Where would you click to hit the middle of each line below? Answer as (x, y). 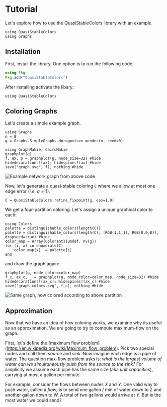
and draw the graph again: (32, 264)
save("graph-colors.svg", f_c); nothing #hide (54, 286)
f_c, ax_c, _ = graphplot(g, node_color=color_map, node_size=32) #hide (82, 277)
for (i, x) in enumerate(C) (34, 246)
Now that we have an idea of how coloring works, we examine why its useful (83, 323)
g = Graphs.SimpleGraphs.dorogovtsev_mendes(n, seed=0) (64, 141)
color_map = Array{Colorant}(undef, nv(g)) (51, 242)
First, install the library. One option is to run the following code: (70, 64)
